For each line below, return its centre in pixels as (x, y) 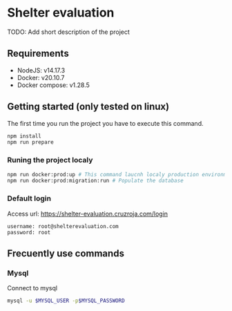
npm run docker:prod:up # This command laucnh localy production (103, 174)
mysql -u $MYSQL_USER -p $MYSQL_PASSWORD (66, 301)
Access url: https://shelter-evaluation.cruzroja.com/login (87, 214)
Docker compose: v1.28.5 (53, 85)
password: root (29, 232)
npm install (24, 136)
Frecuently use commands (66, 254)
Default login (29, 198)
